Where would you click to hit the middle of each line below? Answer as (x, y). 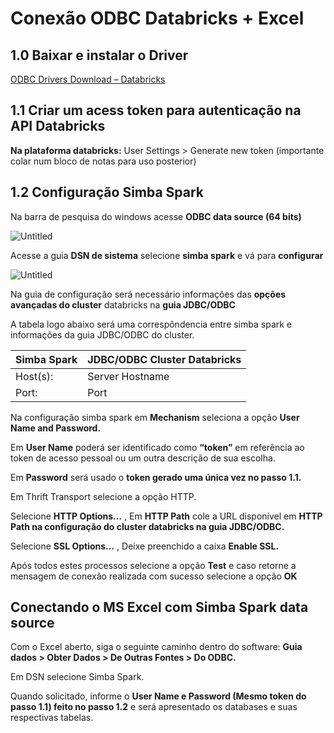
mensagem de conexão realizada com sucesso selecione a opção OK (154, 576)
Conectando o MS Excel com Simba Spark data (159, 607)
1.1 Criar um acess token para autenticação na (156, 110)
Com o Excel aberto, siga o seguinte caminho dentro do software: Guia (156, 647)
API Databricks (58, 126)
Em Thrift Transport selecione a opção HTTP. (103, 496)
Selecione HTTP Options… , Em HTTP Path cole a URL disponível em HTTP (166, 516)
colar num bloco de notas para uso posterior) (103, 161)
